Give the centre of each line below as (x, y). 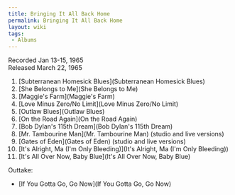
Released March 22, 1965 (45, 68)
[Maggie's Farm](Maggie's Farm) (67, 97)
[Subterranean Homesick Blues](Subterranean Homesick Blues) (111, 81)
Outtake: (21, 170)
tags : (16, 34)
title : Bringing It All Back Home (59, 14)
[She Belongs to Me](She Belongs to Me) (78, 89)
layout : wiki (27, 27)
